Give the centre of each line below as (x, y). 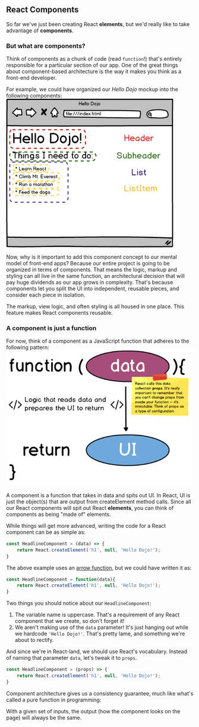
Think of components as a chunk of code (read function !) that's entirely (94, 59)
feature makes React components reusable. (59, 313)
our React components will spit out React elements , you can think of (90, 507)
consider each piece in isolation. (46, 295)
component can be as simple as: (46, 532)
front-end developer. (31, 78)
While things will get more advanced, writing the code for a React (86, 525)
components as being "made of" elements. (59, 514)
